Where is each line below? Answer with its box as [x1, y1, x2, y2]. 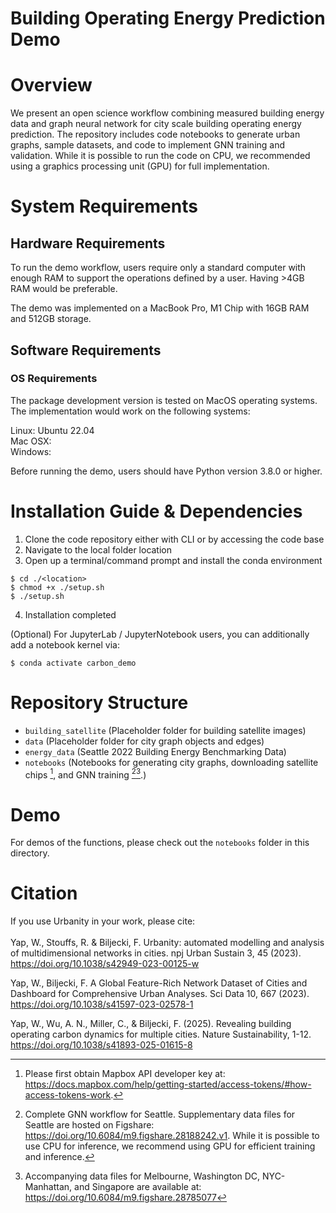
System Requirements [10, 195, 198, 218]
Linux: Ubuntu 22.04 [10, 424, 95, 436]
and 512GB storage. [10, 313, 92, 325]
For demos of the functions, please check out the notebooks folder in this [10, 837, 310, 849]
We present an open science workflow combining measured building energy [10, 107, 325, 119]
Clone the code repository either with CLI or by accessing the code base [24, 533, 325, 545]
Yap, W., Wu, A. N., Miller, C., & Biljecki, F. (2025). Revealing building [10, 1018, 292, 1030]
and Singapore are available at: [74, 1181, 202, 1193]
